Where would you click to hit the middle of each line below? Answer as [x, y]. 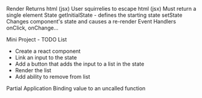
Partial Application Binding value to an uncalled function [76, 88]
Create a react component [48, 51]
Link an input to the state [46, 57]
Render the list [33, 70]
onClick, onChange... [32, 28]
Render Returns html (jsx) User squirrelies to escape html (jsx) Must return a [101, 9]
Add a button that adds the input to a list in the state [80, 64]
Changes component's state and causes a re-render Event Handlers [91, 21]
